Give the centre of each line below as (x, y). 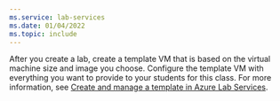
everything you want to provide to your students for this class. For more (140, 78)
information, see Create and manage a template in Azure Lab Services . (139, 87)
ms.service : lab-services (57, 17)
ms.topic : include (43, 34)
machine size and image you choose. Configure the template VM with (136, 68)
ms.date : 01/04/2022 (48, 26)
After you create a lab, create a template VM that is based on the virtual (140, 59)
